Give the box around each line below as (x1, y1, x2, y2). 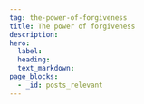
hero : (9, 38, 30, 48)
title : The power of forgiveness (9, 22, 136, 31)
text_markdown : (17, 64, 75, 73)
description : (9, 30, 59, 39)
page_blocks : (9, 72, 59, 81)
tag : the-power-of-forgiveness (9, 13, 128, 23)
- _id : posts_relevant (17, 80, 103, 90)
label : (17, 47, 43, 56)
